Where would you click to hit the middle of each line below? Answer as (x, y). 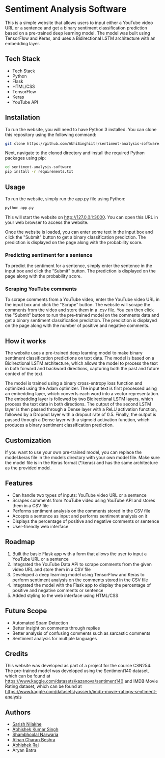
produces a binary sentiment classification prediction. (59, 425)
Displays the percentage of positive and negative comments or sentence (86, 521)
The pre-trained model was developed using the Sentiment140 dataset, (77, 671)
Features (19, 483)
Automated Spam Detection (40, 623)
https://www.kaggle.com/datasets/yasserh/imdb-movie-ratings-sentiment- (81, 692)
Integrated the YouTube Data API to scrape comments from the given (82, 564)
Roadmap (20, 542)
